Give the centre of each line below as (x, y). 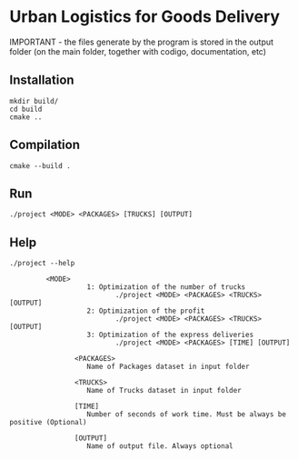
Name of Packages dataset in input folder (168, 367)
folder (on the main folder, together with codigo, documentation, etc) (138, 51)
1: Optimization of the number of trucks (166, 287)
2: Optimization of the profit (146, 311)
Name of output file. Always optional (160, 446)
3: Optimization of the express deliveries (170, 335)
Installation (42, 80)
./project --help (42, 264)
